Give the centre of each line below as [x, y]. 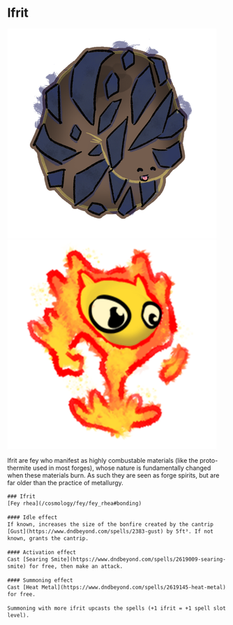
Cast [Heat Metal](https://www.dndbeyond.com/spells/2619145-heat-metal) [117, 587]
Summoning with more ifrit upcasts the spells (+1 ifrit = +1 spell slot [117, 608]
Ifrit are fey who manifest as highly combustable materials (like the [103, 460]
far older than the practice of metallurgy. [65, 482]
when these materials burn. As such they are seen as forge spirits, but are [113, 475]
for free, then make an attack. [76, 566]
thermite [19, 468]
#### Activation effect [42, 552]
